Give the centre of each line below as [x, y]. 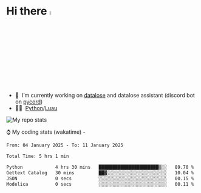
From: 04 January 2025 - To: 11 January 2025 [65, 146]
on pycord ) [29, 102]
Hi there [27, 11]
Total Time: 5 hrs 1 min [38, 156]
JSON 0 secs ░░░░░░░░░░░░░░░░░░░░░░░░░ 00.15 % [100, 178]
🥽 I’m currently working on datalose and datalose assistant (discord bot [105, 96]
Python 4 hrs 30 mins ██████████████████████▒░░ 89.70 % [100, 167]
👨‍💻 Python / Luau [36, 108]
